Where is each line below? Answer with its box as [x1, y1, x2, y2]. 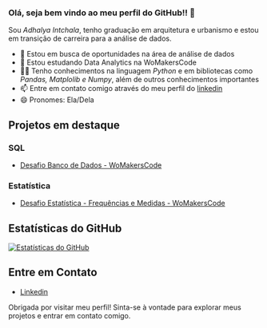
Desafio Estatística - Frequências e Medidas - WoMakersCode [19, 199, 225, 208]
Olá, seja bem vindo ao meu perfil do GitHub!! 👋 [8, 7, 196, 18]
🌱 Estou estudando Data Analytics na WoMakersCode [19, 57, 197, 67]
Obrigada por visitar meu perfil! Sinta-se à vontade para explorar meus [8, 302, 241, 312]
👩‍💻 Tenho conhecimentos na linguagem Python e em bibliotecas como [19, 66, 253, 76]
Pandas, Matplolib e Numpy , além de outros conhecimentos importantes [19, 75, 260, 85]
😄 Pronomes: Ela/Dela [19, 95, 94, 105]
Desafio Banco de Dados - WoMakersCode [19, 160, 162, 170]
